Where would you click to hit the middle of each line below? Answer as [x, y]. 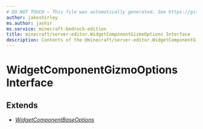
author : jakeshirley [32, 18]
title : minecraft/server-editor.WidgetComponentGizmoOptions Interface [98, 35]
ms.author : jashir [29, 23]
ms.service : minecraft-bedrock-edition [56, 29]
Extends [22, 105]
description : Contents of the [44, 40]
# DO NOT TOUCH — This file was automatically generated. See [86, 12]
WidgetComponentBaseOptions [55, 120]
